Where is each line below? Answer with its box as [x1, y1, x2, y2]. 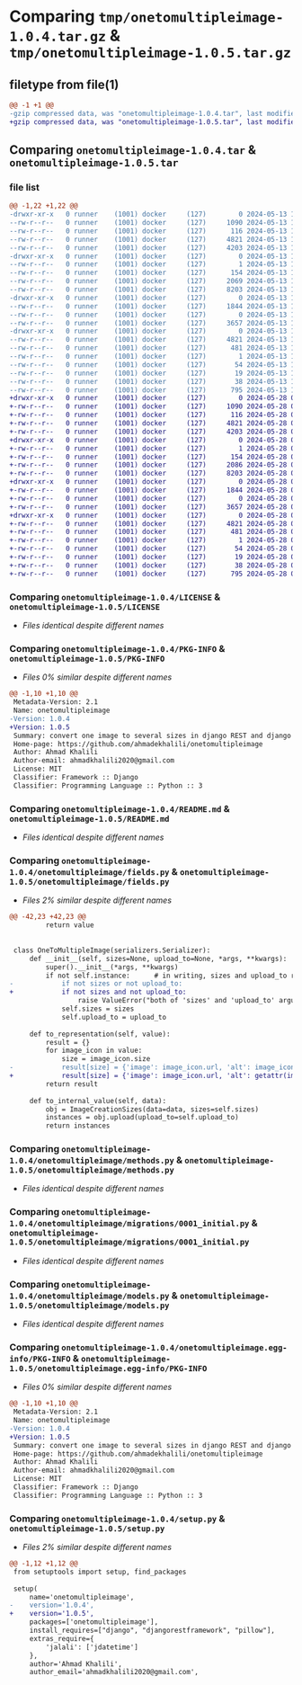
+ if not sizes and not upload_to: [9, 987, 187, 997]
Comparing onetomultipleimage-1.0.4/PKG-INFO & [9, 642, 226, 655]
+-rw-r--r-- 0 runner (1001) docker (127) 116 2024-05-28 [9, 411, 288, 420]
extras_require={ [29, 1634, 94, 1643]
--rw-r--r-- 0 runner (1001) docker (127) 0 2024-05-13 [9, 310, 288, 319]
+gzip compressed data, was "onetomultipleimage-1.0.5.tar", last [9, 117, 263, 127]
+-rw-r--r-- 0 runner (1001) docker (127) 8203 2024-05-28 [9, 469, 288, 478]
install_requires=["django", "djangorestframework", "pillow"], [29, 1626, 276, 1636]
